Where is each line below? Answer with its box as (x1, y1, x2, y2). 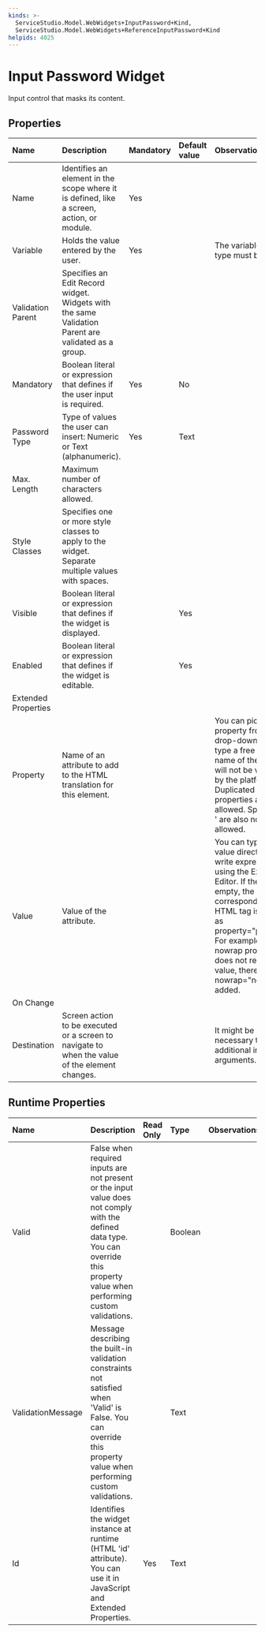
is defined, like (62, 192, 116, 204)
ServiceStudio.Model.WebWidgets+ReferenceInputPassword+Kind (15, 26, 221, 34)
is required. (62, 399, 104, 409)
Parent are (62, 327, 101, 338)
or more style (62, 516, 112, 527)
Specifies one (62, 506, 113, 517)
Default (178, 140, 207, 151)
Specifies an (62, 267, 108, 278)
